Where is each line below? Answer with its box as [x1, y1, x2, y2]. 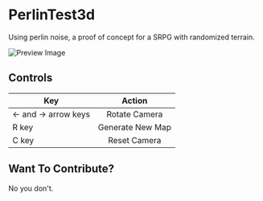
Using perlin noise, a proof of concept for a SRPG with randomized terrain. [8, 32, 255, 42]
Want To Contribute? [8, 162, 115, 176]
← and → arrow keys [12, 109, 91, 120]
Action [121, 95, 148, 106]
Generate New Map [97, 121, 171, 133]
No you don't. [8, 183, 54, 193]
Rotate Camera [106, 109, 163, 120]
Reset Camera [108, 134, 162, 146]
